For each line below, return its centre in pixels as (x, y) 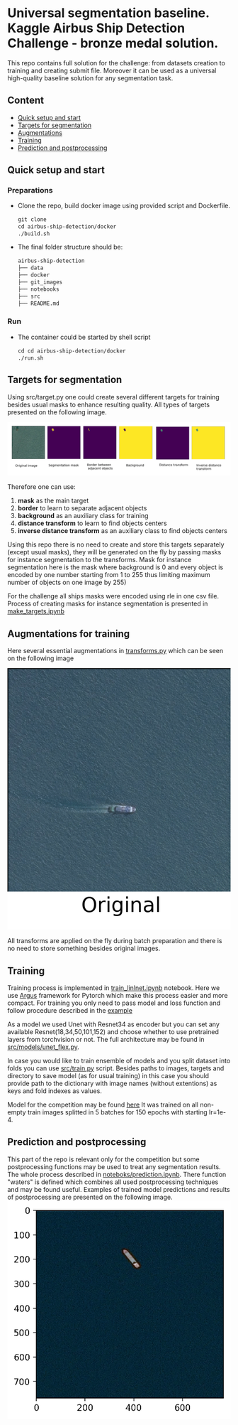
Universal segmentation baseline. (108, 13)
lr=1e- (217, 1112)
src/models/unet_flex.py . (44, 1047)
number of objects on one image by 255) (67, 582)
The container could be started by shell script (84, 337)
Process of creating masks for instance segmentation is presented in (108, 604)
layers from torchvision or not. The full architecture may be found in (106, 1040)
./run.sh (30, 358)
